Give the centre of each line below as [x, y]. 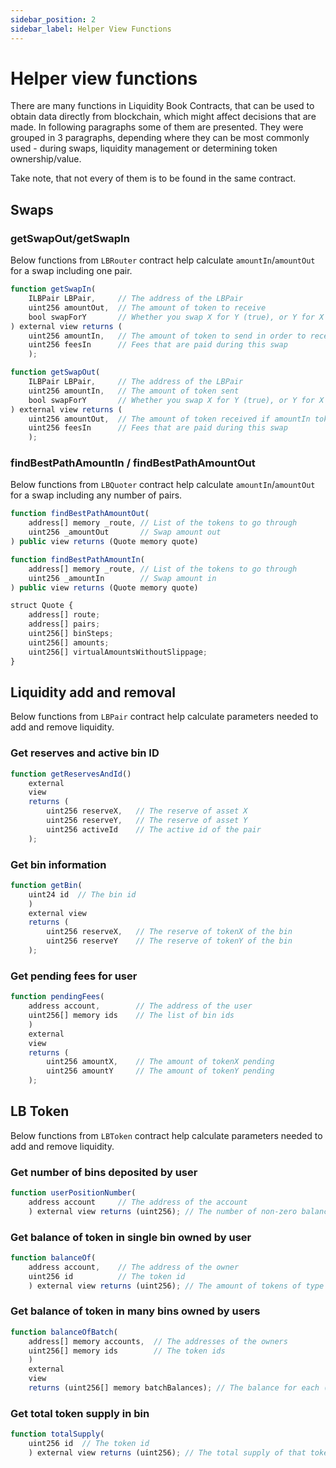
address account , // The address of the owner [134, 1267]
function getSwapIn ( [53, 289]
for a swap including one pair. [71, 271]
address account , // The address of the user [140, 1006]
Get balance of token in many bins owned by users [135, 1311]
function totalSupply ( [57, 1434]
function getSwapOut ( [55, 372]
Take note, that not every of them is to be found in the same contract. [153, 178]
